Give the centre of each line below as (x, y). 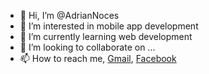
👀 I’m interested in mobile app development (109, 26)
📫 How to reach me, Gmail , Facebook (98, 58)
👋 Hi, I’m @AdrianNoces (69, 15)
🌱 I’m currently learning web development (106, 36)
